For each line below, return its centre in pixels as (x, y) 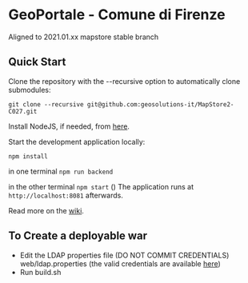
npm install (28, 156)
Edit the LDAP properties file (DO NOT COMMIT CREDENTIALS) (124, 255)
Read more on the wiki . (46, 210)
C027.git (23, 111)
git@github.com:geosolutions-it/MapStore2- (160, 104)
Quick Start (37, 62)
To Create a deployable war (78, 236)
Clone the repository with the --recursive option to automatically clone (124, 81)
